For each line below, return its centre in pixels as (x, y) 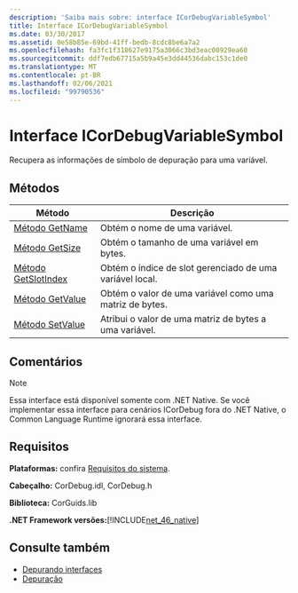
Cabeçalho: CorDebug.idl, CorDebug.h (81, 486)
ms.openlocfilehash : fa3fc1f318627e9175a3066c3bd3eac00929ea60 (129, 51)
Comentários (46, 362)
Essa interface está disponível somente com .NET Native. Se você (129, 400)
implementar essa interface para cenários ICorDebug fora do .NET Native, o (148, 410)
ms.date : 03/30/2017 (47, 34)
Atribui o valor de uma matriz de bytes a (184, 319)
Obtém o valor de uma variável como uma (187, 294)
